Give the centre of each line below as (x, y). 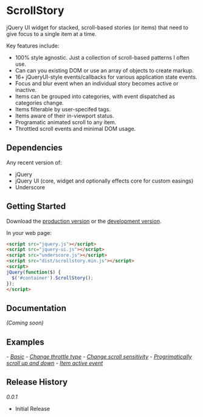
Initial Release (33, 408)
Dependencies (34, 148)
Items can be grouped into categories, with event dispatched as (95, 96)
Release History (37, 382)
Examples (25, 342)
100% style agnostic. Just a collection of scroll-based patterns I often (102, 57)
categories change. (39, 103)
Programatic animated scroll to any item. (66, 122)
